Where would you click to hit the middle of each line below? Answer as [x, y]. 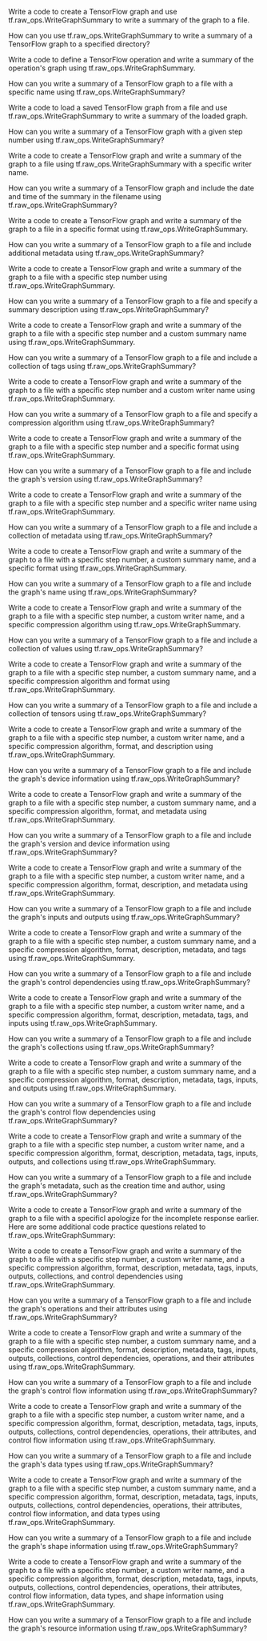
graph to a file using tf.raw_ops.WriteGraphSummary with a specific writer [130, 164]
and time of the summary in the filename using [85, 196]
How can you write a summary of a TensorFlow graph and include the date [131, 188]
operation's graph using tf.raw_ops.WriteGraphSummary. [102, 68]
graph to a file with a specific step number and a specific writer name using [133, 503]
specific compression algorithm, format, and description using [111, 746]
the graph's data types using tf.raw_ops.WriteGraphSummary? [111, 1464]
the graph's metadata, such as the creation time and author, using [117, 1186]
